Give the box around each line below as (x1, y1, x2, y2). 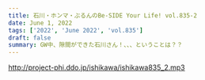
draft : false (8, 33, 51, 42)
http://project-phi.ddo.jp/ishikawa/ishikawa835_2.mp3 (8, 63, 186, 72)
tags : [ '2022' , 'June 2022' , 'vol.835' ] (8, 26, 144, 34)
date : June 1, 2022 (8, 19, 73, 27)
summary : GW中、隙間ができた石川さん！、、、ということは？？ (8, 41, 184, 49)
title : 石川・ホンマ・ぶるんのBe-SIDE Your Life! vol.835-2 (8, 11, 198, 20)
